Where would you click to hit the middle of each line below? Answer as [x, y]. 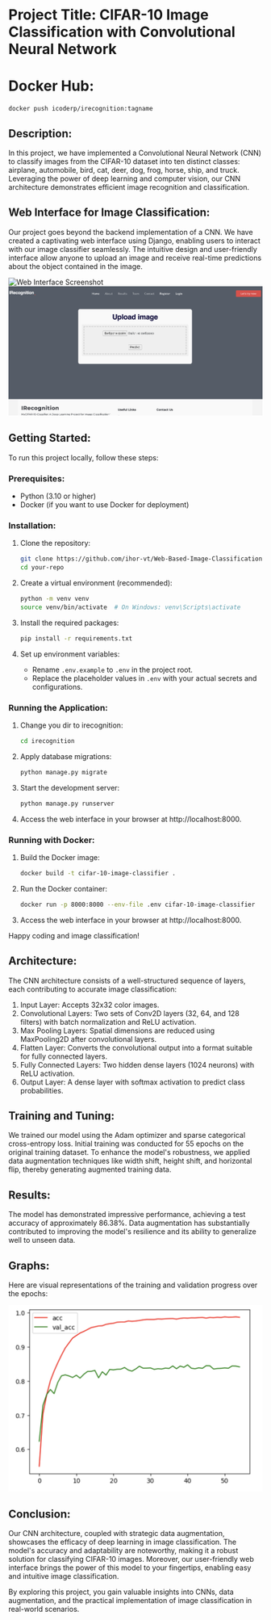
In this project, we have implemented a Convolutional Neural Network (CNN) [135, 153]
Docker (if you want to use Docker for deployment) [104, 505]
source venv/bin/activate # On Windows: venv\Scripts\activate [130, 607]
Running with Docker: [52, 840]
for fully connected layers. [63, 1056]
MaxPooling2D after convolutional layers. [88, 1039]
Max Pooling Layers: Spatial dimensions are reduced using [117, 1030]
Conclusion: [40, 1514]
